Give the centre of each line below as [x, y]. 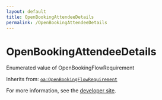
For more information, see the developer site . [61, 91]
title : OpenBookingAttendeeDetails [50, 17]
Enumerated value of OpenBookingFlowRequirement [70, 68]
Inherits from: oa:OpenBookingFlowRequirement [62, 79]
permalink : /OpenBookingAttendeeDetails [57, 22]
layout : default [26, 11]
